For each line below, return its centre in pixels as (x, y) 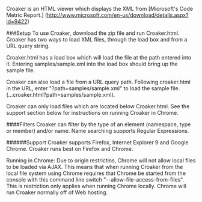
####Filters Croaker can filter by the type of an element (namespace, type (99, 124)
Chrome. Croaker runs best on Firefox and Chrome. (70, 149)
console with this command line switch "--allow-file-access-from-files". (95, 179)
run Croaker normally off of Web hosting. (57, 192)
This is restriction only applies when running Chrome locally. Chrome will (96, 186)
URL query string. (28, 46)
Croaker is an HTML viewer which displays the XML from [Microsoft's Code (100, 9)
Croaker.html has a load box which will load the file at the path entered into (99, 57)
